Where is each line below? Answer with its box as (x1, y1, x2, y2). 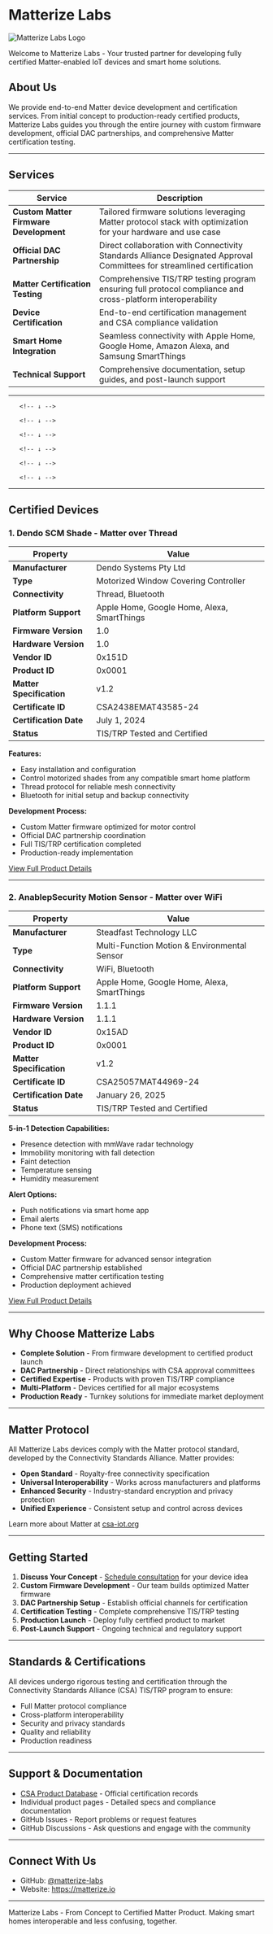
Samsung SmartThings (98, 350, 186, 361)
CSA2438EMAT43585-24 (96, 701, 199, 713)
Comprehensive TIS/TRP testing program (98, 273, 256, 284)
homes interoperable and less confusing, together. (8, 1916, 177, 1926)
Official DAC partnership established (19, 1263, 142, 1273)
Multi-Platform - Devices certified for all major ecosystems (19, 1383, 219, 1393)
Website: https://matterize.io (19, 1884, 116, 1894)
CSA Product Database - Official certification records (19, 1788, 199, 1798)
